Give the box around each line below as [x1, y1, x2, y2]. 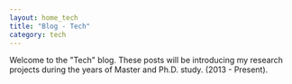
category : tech [9, 30, 67, 39]
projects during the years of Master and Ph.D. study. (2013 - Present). [9, 64, 269, 75]
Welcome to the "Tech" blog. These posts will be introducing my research [9, 55, 284, 66]
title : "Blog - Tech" [9, 22, 91, 31]
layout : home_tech [9, 13, 78, 23]
